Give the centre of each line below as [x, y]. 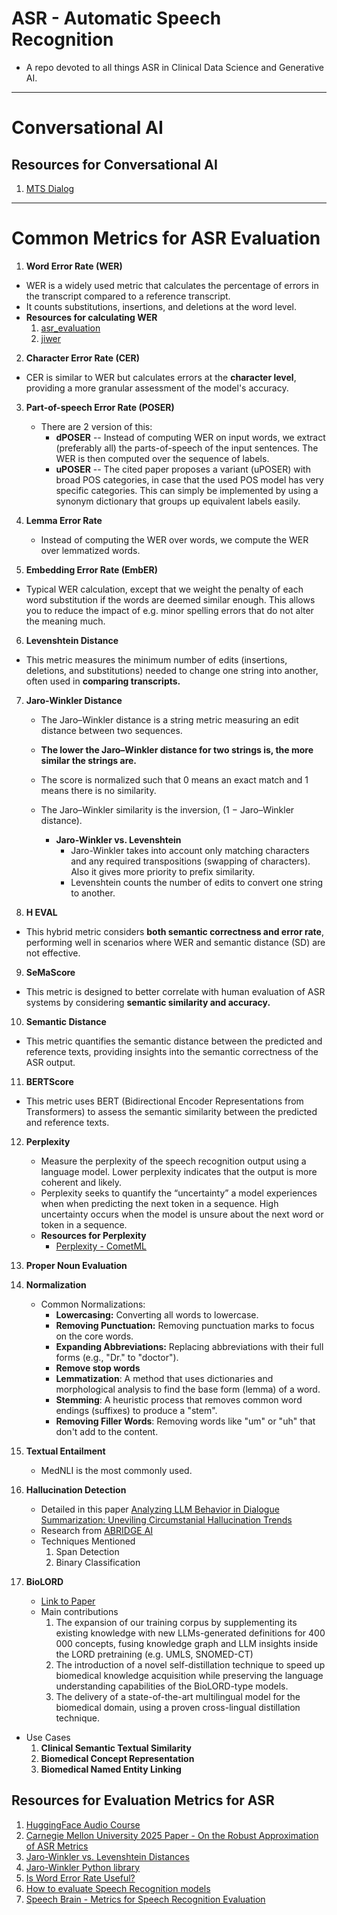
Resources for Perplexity [93, 1235]
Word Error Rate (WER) [74, 266]
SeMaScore [50, 972]
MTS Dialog [50, 188]
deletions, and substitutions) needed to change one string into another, [172, 670]
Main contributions [79, 1611]
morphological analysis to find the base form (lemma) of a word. [188, 1389]
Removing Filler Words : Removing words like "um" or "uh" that [185, 1421]
